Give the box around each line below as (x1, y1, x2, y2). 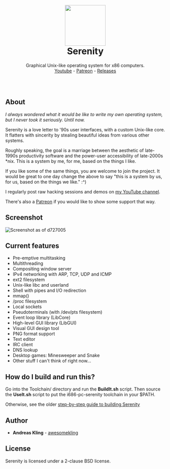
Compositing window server (12, 266, 72, 272)
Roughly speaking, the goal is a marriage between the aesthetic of (5, 147, 144, 153)
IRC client (12, 342, 33, 348)
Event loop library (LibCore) (12, 315, 71, 321)
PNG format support (12, 330, 55, 337)
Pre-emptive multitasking (12, 255, 65, 261)
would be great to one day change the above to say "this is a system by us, (5, 173, 162, 179)
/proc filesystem (12, 298, 47, 305)
